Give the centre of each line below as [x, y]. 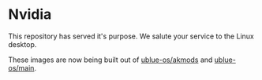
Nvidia [30, 15]
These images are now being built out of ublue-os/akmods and [110, 60]
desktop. [22, 44]
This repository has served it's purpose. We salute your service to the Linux [131, 36]
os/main [21, 67]
